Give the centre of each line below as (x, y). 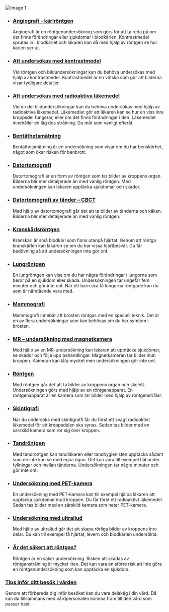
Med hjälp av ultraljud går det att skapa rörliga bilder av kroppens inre (85, 529)
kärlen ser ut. (26, 48)
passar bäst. (18, 604)
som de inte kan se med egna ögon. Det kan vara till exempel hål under (86, 459)
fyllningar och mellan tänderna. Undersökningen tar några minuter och (86, 465)
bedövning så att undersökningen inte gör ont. (61, 251)
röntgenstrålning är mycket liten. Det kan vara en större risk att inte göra (87, 564)
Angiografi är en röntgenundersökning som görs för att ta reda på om (84, 32)
